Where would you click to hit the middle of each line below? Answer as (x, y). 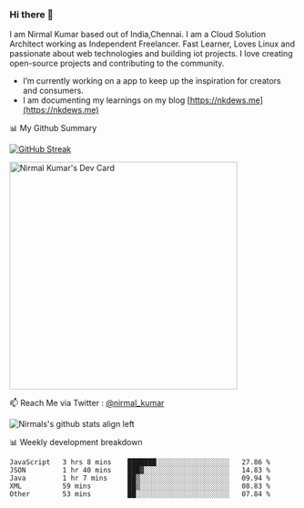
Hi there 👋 (32, 15)
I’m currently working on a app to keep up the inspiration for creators (152, 81)
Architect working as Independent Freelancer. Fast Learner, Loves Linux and (152, 44)
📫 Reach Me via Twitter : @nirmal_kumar (87, 403)
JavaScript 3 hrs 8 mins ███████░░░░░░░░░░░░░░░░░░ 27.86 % (140, 462)
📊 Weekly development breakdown (76, 442)
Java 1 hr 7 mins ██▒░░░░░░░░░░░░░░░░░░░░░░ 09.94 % (140, 478)
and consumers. (53, 91)
